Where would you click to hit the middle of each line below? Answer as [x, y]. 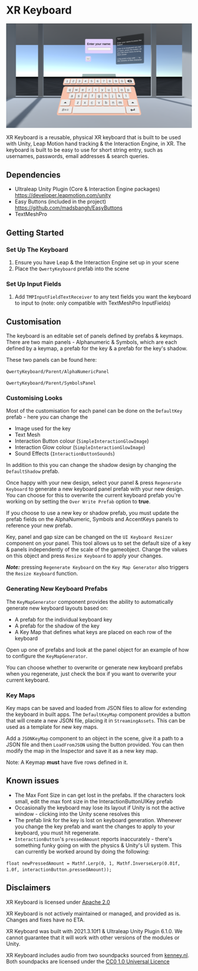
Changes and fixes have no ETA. [45, 920]
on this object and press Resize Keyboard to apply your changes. [85, 556]
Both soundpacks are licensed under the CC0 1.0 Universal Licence [88, 961]
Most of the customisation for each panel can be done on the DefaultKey [94, 411]
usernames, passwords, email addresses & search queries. [77, 156]
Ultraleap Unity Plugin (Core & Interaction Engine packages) [87, 189]
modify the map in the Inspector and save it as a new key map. [82, 751]
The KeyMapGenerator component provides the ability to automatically [90, 601]
